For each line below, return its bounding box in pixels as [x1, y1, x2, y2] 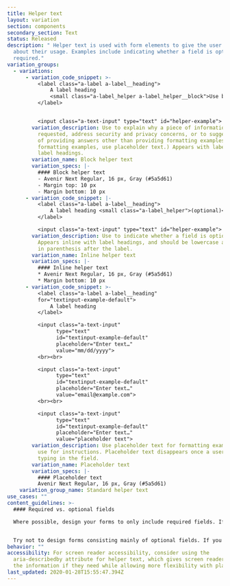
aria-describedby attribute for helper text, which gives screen [13, 556, 204, 563]
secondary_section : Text [7, 29, 78, 36]
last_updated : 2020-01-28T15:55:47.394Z [7, 569, 125, 576]
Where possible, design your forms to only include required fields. [13, 518, 216, 526]
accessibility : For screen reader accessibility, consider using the [7, 550, 210, 556]
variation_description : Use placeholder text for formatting [31, 442, 210, 449]
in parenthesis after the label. [37, 245, 133, 252]
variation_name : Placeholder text [31, 461, 130, 468]
